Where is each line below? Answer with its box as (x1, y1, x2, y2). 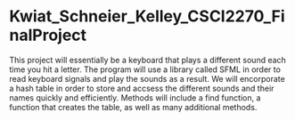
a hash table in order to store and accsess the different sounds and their (9, 83, 275, 93)
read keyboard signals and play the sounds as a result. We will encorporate (9, 73, 285, 84)
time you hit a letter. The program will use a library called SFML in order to (9, 64, 281, 75)
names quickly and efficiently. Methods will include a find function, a (9, 92, 261, 103)
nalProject (9, 25, 87, 45)
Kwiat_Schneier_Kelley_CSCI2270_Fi (9, 6, 285, 27)
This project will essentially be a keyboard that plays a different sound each (9, 54, 287, 65)
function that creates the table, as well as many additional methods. (9, 101, 258, 112)
